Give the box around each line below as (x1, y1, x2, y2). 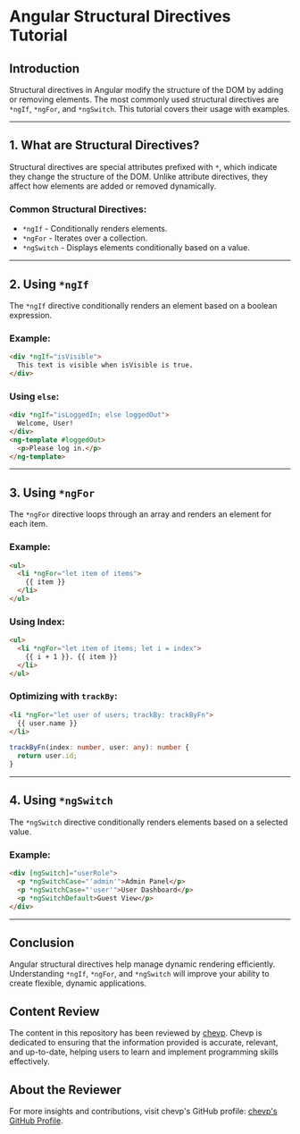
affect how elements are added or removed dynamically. (9, 181, 217, 191)
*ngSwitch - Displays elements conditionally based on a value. (21, 242, 250, 253)
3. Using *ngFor (9, 485, 96, 500)
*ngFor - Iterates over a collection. (21, 233, 148, 243)
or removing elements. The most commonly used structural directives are (9, 94, 279, 105)
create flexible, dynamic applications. (9, 977, 147, 989)
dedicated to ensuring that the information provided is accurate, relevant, (9, 1037, 279, 1048)
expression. (9, 309, 53, 320)
